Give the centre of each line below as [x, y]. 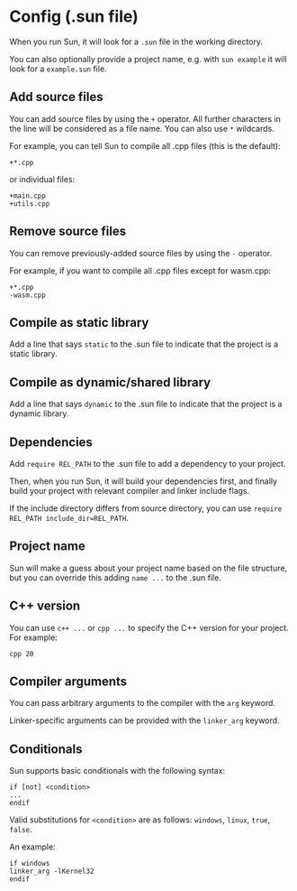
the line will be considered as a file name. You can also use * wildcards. [142, 128]
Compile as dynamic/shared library [110, 382]
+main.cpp [28, 196]
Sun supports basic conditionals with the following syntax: [117, 771]
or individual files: [42, 179]
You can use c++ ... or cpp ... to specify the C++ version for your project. [149, 627]
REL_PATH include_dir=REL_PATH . [69, 518]
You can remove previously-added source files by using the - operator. [141, 253]
